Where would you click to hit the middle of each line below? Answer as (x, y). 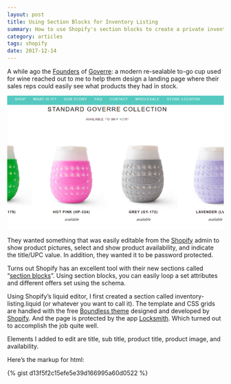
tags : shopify (27, 44)
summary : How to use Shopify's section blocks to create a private (106, 29)
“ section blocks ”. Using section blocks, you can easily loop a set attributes (112, 275)
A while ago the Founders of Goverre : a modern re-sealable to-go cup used (114, 71)
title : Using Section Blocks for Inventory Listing (82, 22)
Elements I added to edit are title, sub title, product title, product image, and (114, 338)
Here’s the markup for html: (46, 359)
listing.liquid (24, 303)
